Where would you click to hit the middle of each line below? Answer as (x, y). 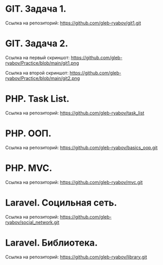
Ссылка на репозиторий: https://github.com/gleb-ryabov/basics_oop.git (81, 148)
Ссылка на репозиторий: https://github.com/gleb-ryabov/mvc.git (74, 182)
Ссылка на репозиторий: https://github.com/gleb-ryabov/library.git (76, 257)
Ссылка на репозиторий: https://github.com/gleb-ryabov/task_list (75, 113)
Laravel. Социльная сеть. (61, 203)
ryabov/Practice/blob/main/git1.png (42, 63)
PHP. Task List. (37, 99)
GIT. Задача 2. (37, 43)
